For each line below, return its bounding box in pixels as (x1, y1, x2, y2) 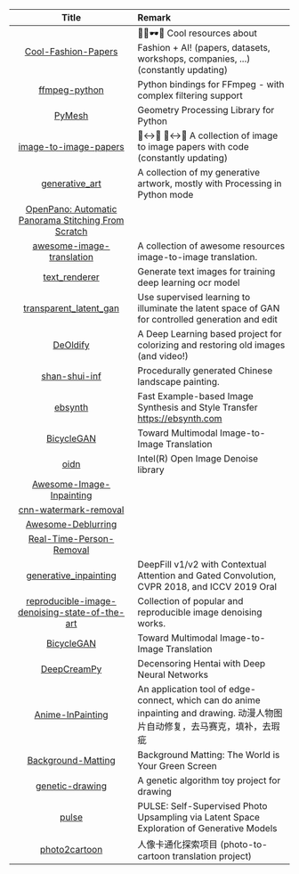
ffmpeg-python (38, 84, 104, 96)
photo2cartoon (39, 844, 103, 855)
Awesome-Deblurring (25, 519, 117, 530)
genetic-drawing (35, 780, 108, 792)
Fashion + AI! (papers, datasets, (137, 42, 271, 53)
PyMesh (53, 110, 89, 121)
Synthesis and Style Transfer (137, 401, 258, 413)
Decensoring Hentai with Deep (137, 658, 266, 669)
